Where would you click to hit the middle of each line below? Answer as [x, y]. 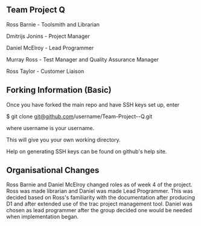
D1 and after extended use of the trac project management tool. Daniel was [100, 204]
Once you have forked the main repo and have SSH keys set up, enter [93, 104]
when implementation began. [43, 217]
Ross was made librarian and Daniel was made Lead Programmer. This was [100, 191]
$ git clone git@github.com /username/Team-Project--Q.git [79, 116]
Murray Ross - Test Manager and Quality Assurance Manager [82, 59]
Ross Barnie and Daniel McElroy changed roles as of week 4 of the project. [99, 185]
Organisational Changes [53, 170]
